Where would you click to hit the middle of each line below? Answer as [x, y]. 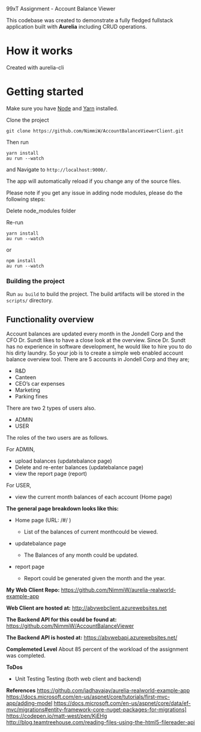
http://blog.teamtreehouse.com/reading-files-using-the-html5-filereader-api [100, 722]
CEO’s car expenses [40, 383]
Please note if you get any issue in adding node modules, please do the [94, 193]
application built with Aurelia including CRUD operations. [76, 27]
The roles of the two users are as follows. [58, 437]
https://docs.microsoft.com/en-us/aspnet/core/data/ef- [122, 703]
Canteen [25, 377]
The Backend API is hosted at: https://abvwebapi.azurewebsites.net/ [92, 637]
